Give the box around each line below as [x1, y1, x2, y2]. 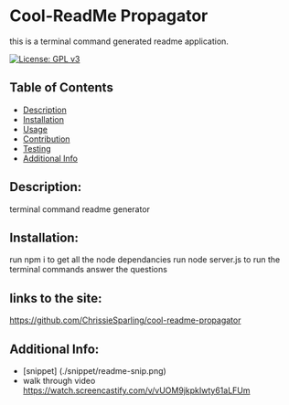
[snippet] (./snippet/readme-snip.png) [22, 366, 166, 376]
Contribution [22, 133, 70, 144]
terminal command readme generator [9, 203, 151, 215]
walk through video [22, 376, 96, 386]
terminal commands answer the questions [9, 264, 167, 275]
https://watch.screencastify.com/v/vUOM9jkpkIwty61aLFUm [22, 385, 251, 396]
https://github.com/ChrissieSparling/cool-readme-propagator [9, 314, 241, 325]
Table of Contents [9, 80, 114, 96]
